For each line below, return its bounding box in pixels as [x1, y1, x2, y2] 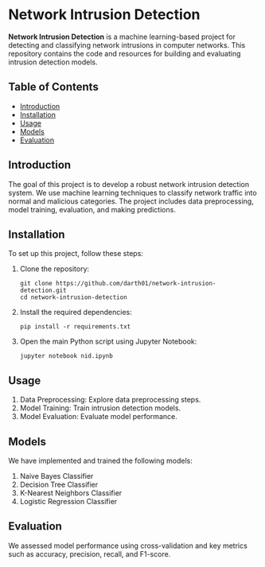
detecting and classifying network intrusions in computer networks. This [8, 40, 246, 49]
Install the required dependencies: [19, 308, 133, 317]
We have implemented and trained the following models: [8, 456, 193, 465]
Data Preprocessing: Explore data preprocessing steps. [19, 395, 201, 405]
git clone [19, 280, 53, 288]
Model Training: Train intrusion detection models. [19, 403, 181, 413]
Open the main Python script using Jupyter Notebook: [19, 336, 197, 347]
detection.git [19, 286, 67, 295]
